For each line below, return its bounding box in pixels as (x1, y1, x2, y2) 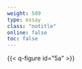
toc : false (7, 36, 38, 42)
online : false (7, 29, 48, 36)
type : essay (7, 16, 41, 23)
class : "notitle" (7, 23, 57, 29)
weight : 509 (7, 10, 41, 17)
